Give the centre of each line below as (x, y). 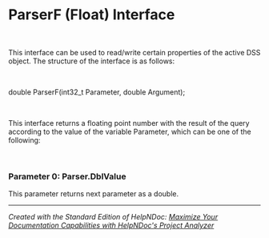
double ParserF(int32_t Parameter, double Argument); (97, 92)
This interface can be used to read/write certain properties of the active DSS (134, 52)
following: (24, 140)
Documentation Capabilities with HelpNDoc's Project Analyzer (111, 225)
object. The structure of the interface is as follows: (92, 61)
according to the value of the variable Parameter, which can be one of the (130, 131)
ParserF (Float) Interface (92, 15)
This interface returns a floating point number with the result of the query (129, 123)
